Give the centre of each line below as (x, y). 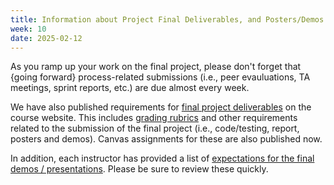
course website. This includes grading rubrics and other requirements (154, 118)
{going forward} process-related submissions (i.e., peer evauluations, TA (160, 77)
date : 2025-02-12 (46, 38)
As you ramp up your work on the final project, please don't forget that (156, 67)
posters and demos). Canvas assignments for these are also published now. (166, 139)
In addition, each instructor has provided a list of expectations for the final (162, 158)
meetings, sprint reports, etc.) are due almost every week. (130, 88)
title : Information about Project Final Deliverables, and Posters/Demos (167, 19)
